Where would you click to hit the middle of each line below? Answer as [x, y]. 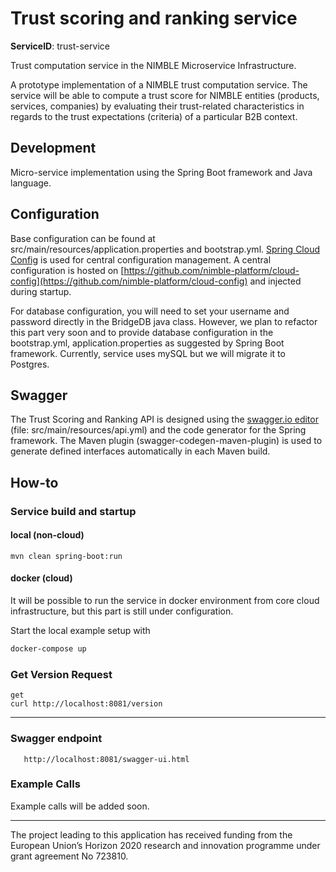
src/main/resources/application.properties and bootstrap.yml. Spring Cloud [165, 249]
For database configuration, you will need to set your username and [150, 311]
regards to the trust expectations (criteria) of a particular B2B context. [154, 116]
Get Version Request [61, 674]
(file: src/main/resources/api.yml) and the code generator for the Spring [158, 430]
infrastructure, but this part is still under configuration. [122, 611]
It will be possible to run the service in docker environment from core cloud [165, 601]
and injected [275, 281]
